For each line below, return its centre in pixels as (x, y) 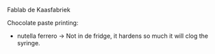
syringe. (28, 43)
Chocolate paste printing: (43, 23)
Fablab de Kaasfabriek (39, 10)
